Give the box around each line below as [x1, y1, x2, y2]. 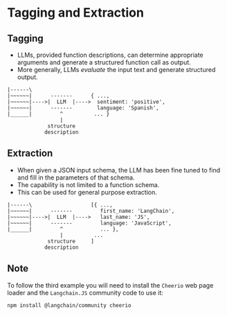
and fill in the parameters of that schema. [17, 173, 135, 182]
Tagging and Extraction [7, 5, 144, 21]
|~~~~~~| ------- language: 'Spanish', [7, 105, 159, 112]
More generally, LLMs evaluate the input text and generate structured [17, 66, 216, 73]
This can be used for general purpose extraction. [17, 188, 158, 196]
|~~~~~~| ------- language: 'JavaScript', [7, 220, 172, 227]
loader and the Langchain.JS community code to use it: [7, 288, 164, 297]
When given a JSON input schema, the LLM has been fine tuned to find [17, 166, 220, 174]
